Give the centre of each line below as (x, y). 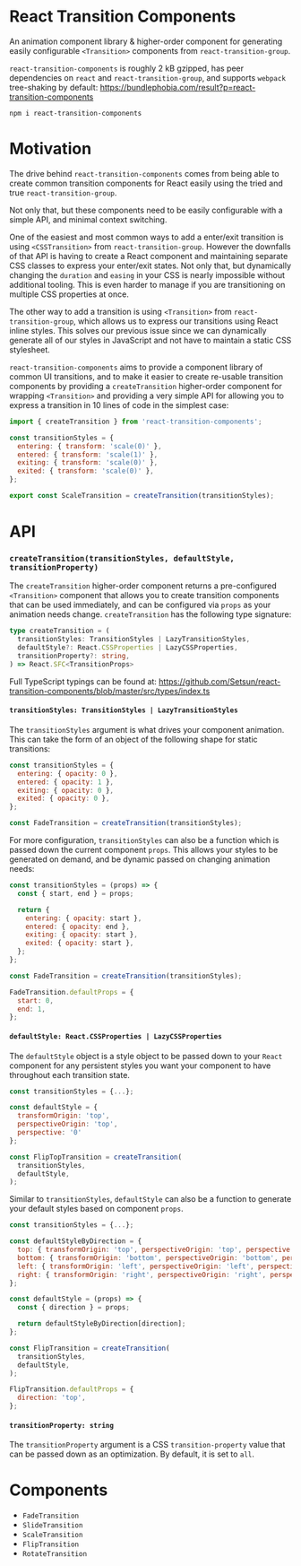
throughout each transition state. (69, 1074)
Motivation (51, 149)
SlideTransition (52, 1526)
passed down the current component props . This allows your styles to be (144, 850)
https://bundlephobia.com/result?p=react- (178, 87)
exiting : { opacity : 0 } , (66, 790)
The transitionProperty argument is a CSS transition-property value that (147, 1445)
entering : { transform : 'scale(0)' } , (90, 446)
